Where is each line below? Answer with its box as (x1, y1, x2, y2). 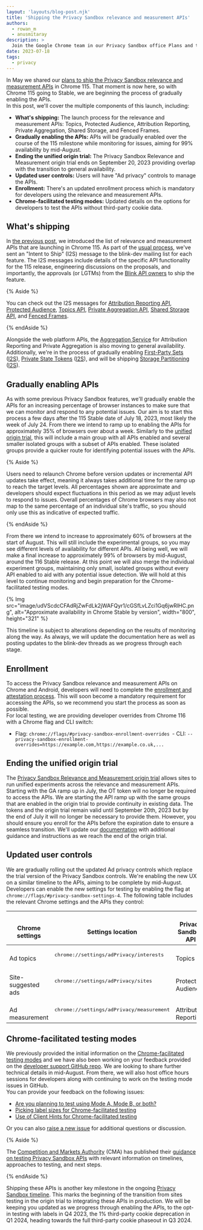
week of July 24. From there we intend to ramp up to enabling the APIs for (6, 421, 190, 428)
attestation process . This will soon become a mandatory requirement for (6, 692, 186, 700)
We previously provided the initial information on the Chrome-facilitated (6, 1049, 184, 1057)
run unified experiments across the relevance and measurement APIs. (6, 780, 180, 788)
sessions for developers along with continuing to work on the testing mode (6, 1075, 193, 1083)
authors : (6, 20, 28, 26)
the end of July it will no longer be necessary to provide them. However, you (6, 813, 196, 820)
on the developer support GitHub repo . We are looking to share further (6, 1063, 182, 1070)
